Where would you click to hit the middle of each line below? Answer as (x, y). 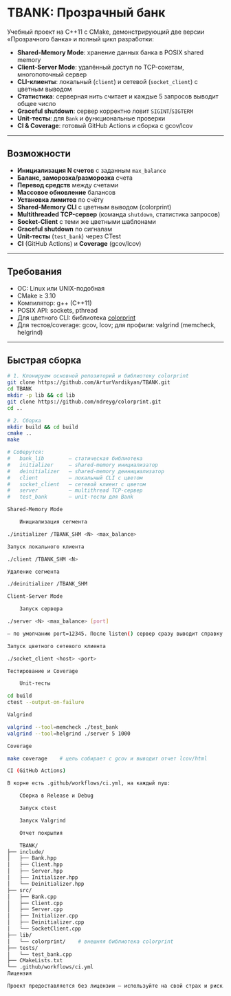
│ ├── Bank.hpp (32, 858)
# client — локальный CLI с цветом (75, 478)
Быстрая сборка (44, 360)
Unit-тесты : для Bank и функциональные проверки (91, 118)
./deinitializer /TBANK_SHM (47, 584)
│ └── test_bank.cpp (40, 954)
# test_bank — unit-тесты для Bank (70, 497)
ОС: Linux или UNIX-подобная (61, 288)
